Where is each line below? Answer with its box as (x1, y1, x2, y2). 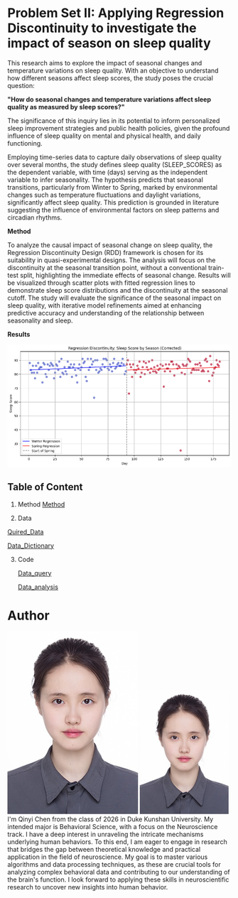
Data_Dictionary (7, 541, 55, 550)
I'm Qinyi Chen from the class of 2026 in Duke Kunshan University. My (7, 815, 214, 823)
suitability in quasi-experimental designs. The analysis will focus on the (7, 256, 216, 264)
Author (7, 607, 50, 623)
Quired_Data (7, 527, 44, 536)
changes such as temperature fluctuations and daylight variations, (7, 190, 201, 199)
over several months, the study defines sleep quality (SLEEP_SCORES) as (7, 160, 222, 168)
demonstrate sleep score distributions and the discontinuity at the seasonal (7, 286, 228, 294)
